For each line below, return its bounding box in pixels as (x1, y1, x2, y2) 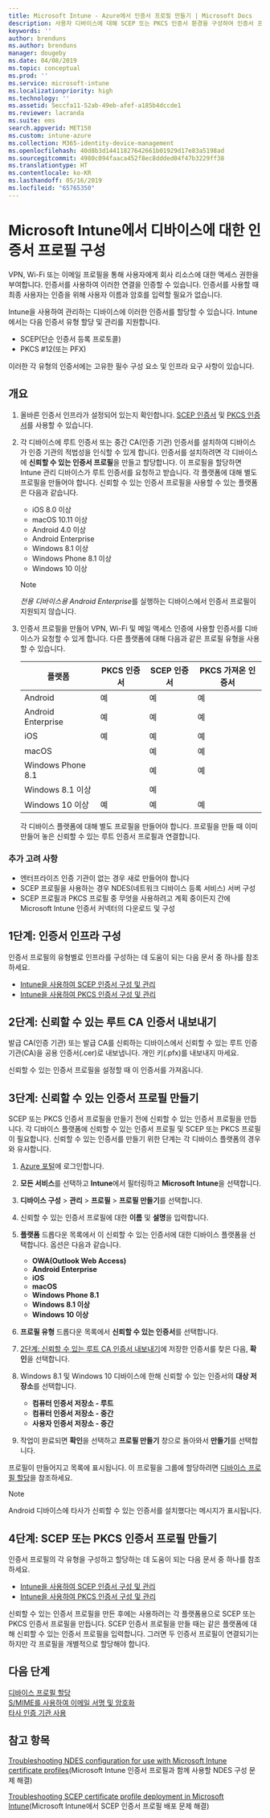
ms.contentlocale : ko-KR (8, 169, 92, 177)
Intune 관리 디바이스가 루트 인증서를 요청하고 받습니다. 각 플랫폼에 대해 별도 (19, 467, 257, 477)
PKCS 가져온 (199, 665, 247, 676)
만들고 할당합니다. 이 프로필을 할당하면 (121, 457, 243, 467)
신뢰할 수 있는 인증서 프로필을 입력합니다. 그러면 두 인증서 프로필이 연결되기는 (16, 1629, 260, 1639)
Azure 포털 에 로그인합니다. (19, 1162, 104, 1171)
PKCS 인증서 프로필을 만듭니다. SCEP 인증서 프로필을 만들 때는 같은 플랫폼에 (8, 1619, 249, 1629)
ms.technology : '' (8, 94, 70, 102)
